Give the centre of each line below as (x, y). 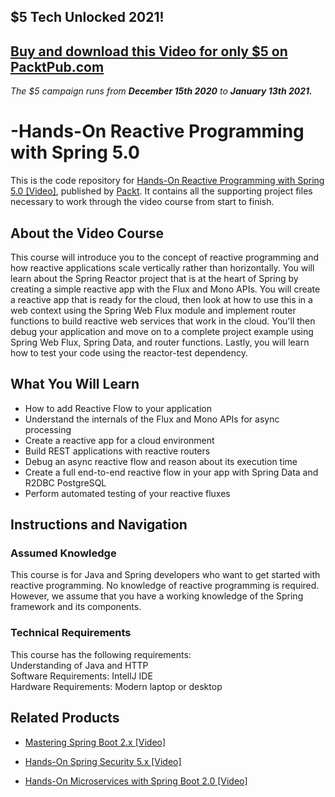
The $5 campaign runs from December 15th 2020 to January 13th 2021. (161, 91)
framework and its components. (76, 607)
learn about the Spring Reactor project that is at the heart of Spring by (154, 278)
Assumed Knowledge (63, 553)
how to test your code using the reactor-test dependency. (129, 352)
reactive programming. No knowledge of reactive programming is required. (165, 586)
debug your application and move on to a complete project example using (162, 331)
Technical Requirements (71, 633)
